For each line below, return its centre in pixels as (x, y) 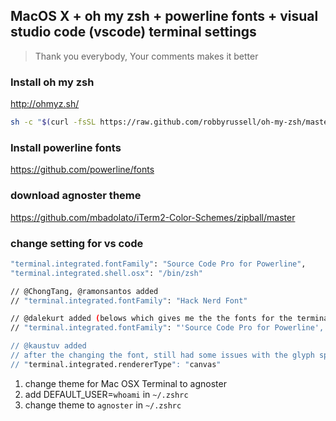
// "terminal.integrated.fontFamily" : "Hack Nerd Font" (129, 300)
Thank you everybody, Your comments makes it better (146, 56)
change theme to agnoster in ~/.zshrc (103, 405)
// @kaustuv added (48, 346)
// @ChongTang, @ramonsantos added (84, 291)
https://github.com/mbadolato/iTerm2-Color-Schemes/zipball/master (153, 217)
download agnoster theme (76, 196)
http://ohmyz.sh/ (45, 104)
